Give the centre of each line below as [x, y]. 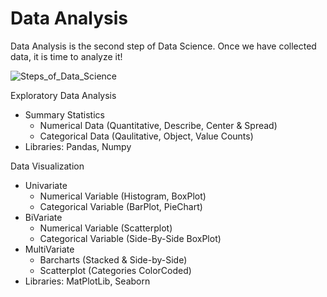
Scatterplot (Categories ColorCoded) [115, 270]
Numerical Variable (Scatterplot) [106, 228]
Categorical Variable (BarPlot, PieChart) [121, 206]
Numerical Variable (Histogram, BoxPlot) [123, 196]
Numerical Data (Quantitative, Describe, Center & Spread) [158, 125]
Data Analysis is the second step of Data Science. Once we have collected [163, 46]
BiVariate [43, 217]
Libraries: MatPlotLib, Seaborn [87, 281]
